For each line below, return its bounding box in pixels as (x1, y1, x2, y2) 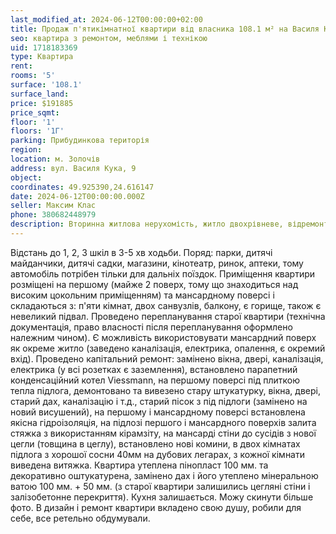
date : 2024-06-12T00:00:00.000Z (10, 191, 145, 201)
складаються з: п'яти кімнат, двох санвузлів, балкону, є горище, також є (10, 299, 322, 311)
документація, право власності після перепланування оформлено (10, 321, 293, 333)
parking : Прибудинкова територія (10, 136, 150, 146)
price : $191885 (10, 98, 74, 108)
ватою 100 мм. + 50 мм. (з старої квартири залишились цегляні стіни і (10, 480, 311, 492)
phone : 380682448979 (10, 210, 97, 220)
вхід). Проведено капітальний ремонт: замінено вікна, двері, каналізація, (10, 352, 324, 365)
